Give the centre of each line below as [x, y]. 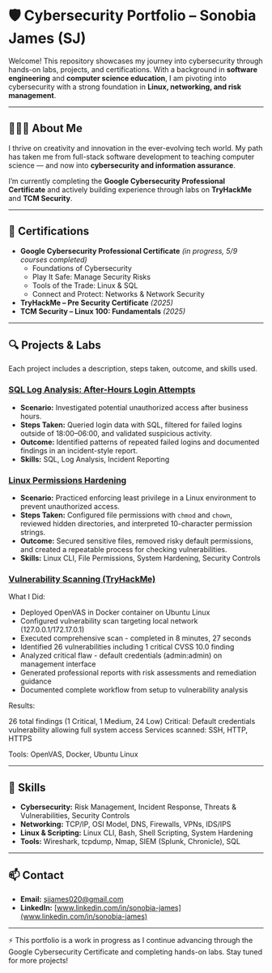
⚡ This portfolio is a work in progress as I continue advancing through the [131, 940]
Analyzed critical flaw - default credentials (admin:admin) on [121, 656]
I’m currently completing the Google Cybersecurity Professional [117, 181]
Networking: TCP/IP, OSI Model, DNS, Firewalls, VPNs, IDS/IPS [125, 825]
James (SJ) [47, 39]
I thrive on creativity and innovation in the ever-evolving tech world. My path [136, 148]
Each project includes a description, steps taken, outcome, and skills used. [133, 369]
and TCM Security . [40, 198]
